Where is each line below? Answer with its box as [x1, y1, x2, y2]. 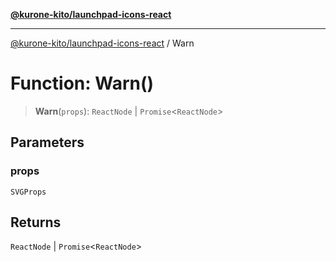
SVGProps [10, 187, 47, 197]
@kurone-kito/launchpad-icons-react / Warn [10, 37, 195, 49]
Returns [10, 214, 62, 231]
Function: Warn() [10, 72, 155, 95]
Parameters [10, 134, 85, 151]
